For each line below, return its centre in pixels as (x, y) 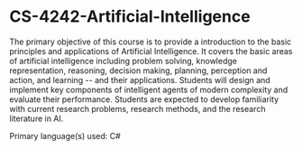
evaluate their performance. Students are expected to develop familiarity (144, 99)
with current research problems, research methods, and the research (137, 108)
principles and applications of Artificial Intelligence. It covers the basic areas (151, 51)
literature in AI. (37, 118)
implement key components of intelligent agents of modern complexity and (149, 89)
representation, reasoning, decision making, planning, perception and (138, 70)
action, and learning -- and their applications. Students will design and (140, 80)
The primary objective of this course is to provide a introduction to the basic (151, 42)
